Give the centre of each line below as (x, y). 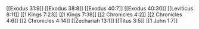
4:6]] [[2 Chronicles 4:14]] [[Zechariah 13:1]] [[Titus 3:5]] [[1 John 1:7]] (92, 21)
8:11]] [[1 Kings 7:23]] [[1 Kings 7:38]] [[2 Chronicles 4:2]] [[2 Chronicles (94, 14)
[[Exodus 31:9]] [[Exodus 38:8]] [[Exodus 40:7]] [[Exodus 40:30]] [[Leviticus (100, 8)
